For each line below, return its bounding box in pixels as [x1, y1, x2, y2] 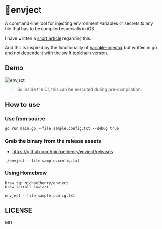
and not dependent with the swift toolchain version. [5, 50, 109, 56]
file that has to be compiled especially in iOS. [5, 25, 96, 31]
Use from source [5, 115, 45, 122]
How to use [5, 101, 40, 109]
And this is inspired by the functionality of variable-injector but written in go [5, 44, 157, 50]
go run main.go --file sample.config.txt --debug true [5, 126, 119, 131]
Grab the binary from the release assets [5, 138, 101, 145]
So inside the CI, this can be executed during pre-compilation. [17, 86, 142, 92]
